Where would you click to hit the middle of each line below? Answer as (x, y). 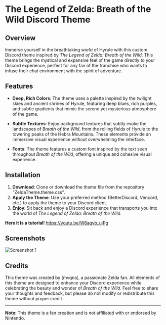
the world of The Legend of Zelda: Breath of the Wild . (67, 213)
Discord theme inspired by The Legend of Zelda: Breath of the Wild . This (79, 55)
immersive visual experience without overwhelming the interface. (79, 139)
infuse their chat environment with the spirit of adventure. (64, 71)
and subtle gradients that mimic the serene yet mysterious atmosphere (84, 109)
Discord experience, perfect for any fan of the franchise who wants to (76, 66)
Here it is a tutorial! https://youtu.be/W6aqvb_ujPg (57, 223)
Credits (17, 266)
